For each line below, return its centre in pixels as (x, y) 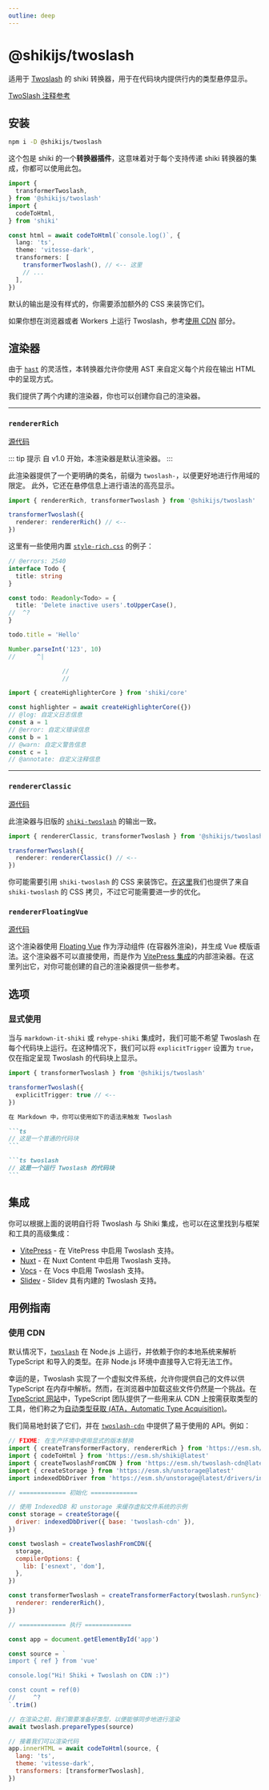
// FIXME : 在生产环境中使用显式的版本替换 (71, 1441)
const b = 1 (28, 737)
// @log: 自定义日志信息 (45, 715)
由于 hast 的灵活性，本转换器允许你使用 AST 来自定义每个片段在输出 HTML (132, 369)
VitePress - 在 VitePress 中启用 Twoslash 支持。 (99, 1250)
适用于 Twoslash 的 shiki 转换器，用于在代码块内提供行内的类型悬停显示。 (130, 78)
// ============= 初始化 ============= (73, 1493)
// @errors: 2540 (37, 561)
